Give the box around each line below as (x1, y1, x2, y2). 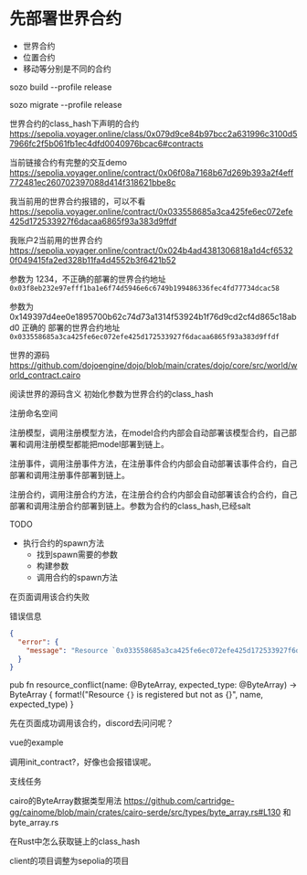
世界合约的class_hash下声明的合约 (9, 118, 140, 129)
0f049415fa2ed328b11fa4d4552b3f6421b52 (9, 254, 176, 265)
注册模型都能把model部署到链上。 (40, 438, 169, 449)
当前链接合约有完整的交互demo (9, 156, 128, 167)
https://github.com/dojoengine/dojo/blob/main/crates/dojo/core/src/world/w (9, 359, 298, 370)
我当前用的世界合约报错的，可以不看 (9, 196, 146, 207)
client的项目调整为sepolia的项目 (9, 856, 130, 867)
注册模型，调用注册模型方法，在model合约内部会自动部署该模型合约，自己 (9, 427, 290, 438)
